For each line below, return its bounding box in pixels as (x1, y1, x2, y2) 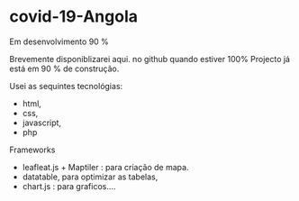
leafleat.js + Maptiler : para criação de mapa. (22, 161, 189, 172)
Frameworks (9, 144, 56, 155)
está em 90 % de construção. (9, 63, 120, 74)
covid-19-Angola (9, 6, 138, 27)
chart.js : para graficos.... (22, 180, 116, 191)
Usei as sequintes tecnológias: (9, 80, 123, 91)
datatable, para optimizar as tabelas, (22, 171, 159, 182)
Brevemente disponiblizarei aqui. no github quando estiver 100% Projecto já (9, 53, 291, 64)
